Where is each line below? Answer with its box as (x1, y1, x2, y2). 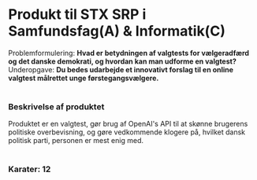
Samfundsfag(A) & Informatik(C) (8, 22, 226, 40)
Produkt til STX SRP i (8, 6, 147, 24)
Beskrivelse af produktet (8, 101, 105, 112)
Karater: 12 (8, 163, 51, 174)
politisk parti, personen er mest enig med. (8, 136, 144, 145)
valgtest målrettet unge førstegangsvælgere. (8, 73, 159, 83)
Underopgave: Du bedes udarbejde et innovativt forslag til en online (8, 64, 234, 74)
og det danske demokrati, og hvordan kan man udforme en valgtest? (8, 57, 237, 66)
